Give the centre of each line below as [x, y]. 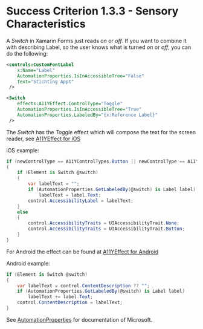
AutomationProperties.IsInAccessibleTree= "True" [79, 109]
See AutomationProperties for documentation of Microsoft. [79, 319]
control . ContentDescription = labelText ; [70, 303]
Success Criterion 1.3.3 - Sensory [92, 11]
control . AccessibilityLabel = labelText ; [81, 201]
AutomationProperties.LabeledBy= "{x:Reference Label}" [88, 115]
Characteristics [46, 24]
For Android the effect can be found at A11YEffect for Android [82, 252]
